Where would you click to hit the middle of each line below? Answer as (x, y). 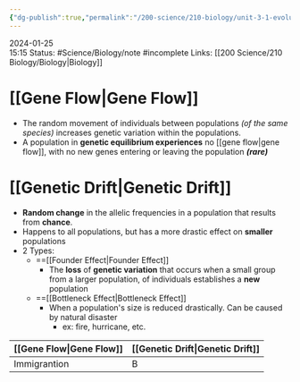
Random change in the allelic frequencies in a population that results (149, 212)
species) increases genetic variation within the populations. (131, 132)
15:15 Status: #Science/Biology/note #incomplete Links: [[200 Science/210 (146, 52)
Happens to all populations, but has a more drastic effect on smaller (148, 231)
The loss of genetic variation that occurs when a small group (162, 269)
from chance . (47, 222)
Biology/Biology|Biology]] (56, 62)
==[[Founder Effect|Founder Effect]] (102, 259)
